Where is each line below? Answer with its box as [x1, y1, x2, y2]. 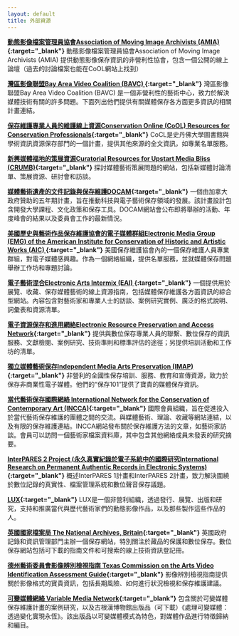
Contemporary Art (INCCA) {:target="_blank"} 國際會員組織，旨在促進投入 [7, 404, 229, 412]
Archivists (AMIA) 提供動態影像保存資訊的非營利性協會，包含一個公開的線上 [7, 55, 229, 64]
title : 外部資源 [7, 17, 51, 24]
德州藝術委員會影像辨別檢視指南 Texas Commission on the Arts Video [7, 561, 215, 570]
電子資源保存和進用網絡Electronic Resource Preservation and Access [7, 320, 215, 328]
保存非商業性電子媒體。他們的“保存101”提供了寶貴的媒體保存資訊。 [7, 380, 203, 388]
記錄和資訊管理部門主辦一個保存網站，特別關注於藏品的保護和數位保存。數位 [7, 537, 232, 546]
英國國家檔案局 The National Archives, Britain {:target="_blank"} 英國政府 [7, 528, 227, 536]
